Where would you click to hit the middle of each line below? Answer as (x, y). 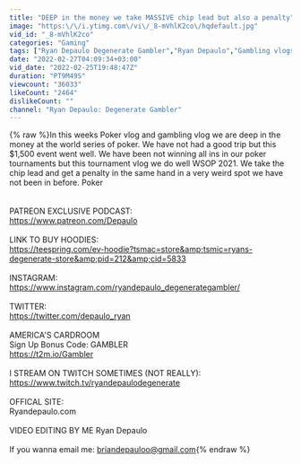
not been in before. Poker (56, 183)
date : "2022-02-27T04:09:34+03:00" (76, 59)
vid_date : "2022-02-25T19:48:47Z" (74, 68)
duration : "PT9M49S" (48, 76)
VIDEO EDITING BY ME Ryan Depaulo (78, 431)
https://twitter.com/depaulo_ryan (70, 316)
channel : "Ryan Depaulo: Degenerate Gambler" (95, 109)
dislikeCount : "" (42, 101)
